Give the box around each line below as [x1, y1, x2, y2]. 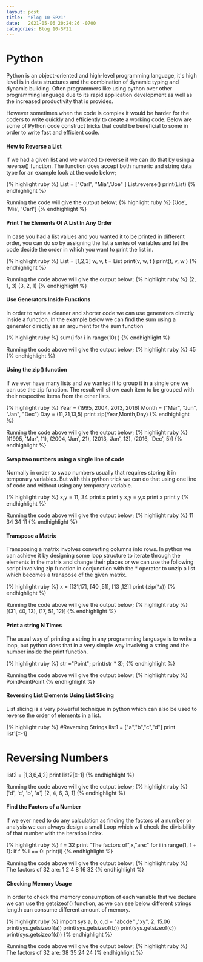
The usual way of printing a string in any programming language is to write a [6, 635, 197, 643]
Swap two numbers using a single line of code [6, 455, 125, 463]
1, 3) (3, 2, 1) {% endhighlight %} [6, 282, 88, 289]
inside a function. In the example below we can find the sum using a [6, 316, 176, 323]
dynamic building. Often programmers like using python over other [6, 85, 173, 92]
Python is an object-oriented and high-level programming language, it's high [6, 72, 197, 79]
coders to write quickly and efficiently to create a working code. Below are [6, 116, 192, 123]
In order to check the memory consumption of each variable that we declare [6, 894, 197, 901]
